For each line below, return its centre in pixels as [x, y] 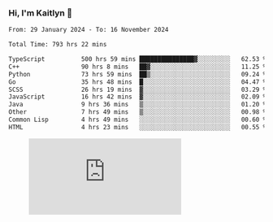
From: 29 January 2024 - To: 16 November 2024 [89, 30]
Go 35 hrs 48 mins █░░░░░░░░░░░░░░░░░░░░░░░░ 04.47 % [138, 82]
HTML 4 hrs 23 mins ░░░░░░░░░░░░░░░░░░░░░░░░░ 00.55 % [138, 127]
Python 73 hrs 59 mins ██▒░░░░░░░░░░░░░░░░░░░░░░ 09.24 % [138, 74]
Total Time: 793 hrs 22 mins [58, 45]
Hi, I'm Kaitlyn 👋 [41, 13]
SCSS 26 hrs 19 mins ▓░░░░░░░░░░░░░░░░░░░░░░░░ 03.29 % [138, 89]
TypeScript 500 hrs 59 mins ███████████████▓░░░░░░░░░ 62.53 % [138, 59]
